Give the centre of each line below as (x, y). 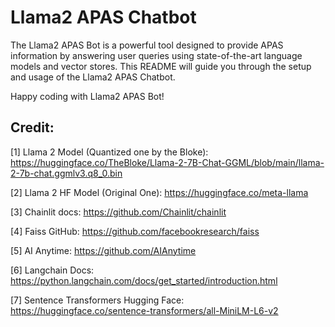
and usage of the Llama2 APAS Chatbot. (93, 77)
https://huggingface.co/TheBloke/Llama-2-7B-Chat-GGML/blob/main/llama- (167, 162)
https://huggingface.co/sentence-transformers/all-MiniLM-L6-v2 (144, 310)
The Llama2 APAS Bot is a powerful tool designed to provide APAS (147, 45)
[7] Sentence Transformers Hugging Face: (97, 300)
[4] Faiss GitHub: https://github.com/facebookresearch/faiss (135, 231)
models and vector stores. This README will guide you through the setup (161, 66)
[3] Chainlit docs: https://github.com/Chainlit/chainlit (118, 212)
